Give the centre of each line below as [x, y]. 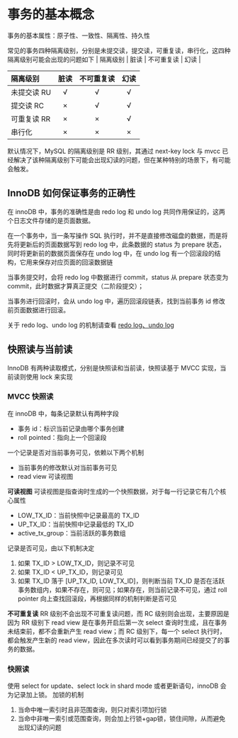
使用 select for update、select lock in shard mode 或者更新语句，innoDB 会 [117, 686]
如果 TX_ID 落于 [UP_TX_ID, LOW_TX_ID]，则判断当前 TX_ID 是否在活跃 [121, 581]
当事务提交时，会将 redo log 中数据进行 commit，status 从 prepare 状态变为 [118, 277]
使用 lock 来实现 [49, 377]
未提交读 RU [31, 92]
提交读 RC [28, 106]
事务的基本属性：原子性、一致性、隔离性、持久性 [79, 35]
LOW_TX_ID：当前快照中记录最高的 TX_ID [78, 515]
